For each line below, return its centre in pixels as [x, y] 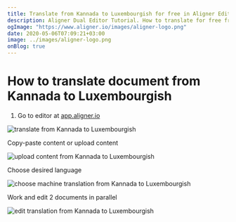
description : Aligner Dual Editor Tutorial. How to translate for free [114, 20]
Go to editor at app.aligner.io [59, 115]
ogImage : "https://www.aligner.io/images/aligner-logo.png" [97, 27]
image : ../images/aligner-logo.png [59, 40]
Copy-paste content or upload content [63, 143]
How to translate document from [104, 81]
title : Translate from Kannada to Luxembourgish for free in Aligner [111, 14]
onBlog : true [26, 46]
